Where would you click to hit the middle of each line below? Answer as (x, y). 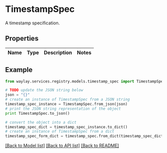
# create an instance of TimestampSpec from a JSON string (68, 100)
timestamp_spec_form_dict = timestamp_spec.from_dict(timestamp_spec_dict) (85, 136)
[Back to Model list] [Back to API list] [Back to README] (62, 146)
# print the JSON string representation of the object (63, 109)
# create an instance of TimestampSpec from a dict (60, 132)
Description (58, 52)
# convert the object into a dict (41, 122)
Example (19, 70)
